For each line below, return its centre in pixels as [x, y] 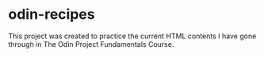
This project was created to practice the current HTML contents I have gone [132, 36]
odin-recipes [52, 14]
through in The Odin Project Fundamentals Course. [91, 44]
